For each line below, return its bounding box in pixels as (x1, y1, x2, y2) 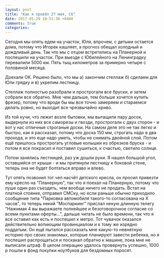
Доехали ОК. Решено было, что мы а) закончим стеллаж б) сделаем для (5, 74, 158, 80)
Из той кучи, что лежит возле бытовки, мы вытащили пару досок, (5, 114, 143, 120)
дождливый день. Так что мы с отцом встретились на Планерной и (5, 49, 146, 55)
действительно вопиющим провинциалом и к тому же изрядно (5, 221, 138, 228)
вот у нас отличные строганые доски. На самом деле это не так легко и (5, 124, 157, 130)
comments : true (5, 21, 36, 26)
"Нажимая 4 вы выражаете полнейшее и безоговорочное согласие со (5, 206, 153, 212)
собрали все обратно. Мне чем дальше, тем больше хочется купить (5, 94, 148, 100)
